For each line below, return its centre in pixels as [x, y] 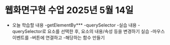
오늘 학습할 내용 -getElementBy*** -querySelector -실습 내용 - [76, 25]
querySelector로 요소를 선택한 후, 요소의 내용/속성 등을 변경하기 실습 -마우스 [88, 31]
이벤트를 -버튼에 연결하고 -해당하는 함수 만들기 [58, 37]
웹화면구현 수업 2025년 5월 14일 [69, 10]
